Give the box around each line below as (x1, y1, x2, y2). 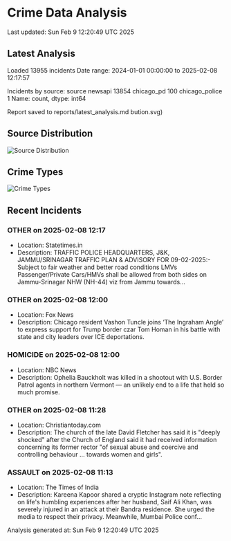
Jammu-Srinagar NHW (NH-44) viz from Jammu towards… (17, 278, 185, 286)
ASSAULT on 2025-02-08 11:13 (7, 467, 113, 477)
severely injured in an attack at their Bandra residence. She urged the (17, 505, 215, 513)
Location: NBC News (17, 365, 77, 374)
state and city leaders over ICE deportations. (17, 333, 145, 341)
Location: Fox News (17, 311, 74, 319)
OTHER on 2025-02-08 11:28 (7, 405, 107, 414)
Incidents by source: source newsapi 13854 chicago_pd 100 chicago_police (7, 86, 223, 95)
